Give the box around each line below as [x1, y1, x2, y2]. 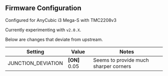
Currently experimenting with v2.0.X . [5, 27, 81, 33]
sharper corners [93, 63, 131, 70]
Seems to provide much [93, 57, 149, 64]
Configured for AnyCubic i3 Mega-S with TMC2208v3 [5, 17, 116, 23]
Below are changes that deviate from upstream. [5, 36, 103, 42]
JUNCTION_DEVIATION [7, 60, 63, 67]
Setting [26, 48, 44, 55]
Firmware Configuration [5, 4, 81, 12]
